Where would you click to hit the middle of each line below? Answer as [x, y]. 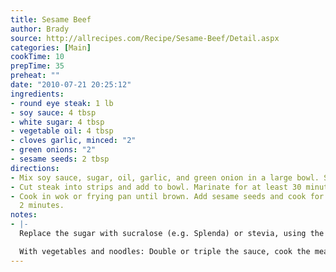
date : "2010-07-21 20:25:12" [71, 85]
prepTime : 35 [37, 66]
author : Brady [40, 29]
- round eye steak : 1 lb [62, 103]
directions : [35, 168]
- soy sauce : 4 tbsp [53, 112]
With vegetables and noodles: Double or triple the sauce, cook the [165, 251]
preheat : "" [35, 76]
